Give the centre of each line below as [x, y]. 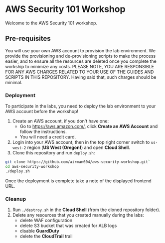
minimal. [14, 82]
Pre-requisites [28, 39]
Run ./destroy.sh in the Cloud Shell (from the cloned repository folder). [86, 210]
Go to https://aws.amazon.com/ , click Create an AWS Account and [89, 126]
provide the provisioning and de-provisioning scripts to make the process [81, 56]
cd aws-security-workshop [32, 166]
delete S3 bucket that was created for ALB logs [68, 226]
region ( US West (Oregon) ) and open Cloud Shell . [79, 147]
